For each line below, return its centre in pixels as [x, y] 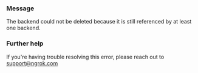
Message [20, 8]
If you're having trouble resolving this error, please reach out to [85, 57]
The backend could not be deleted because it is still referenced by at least [99, 22]
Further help [25, 43]
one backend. [23, 28]
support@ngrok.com [32, 63]
